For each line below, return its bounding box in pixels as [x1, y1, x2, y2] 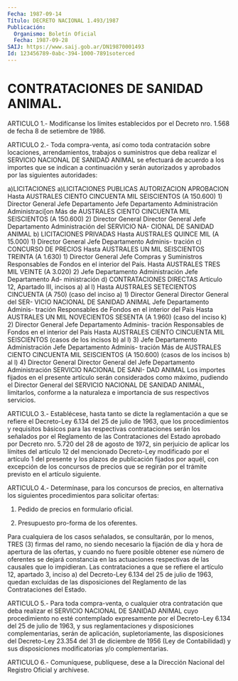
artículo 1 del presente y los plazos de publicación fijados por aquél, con [7, 454, 219, 463]
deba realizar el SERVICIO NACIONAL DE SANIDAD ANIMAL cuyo [7, 606, 199, 615]
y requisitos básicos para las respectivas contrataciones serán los [7, 424, 201, 433]
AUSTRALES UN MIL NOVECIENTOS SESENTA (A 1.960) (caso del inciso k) [7, 312, 227, 321]
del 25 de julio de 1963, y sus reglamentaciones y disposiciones [7, 621, 194, 630]
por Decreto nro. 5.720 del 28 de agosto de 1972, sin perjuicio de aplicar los [7, 440, 229, 448]
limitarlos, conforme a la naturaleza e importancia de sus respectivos [7, 388, 210, 396]
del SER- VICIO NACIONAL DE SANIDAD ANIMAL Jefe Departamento [7, 298, 210, 306]
